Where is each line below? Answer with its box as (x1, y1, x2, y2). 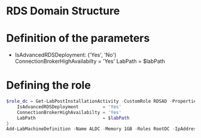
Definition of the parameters (6, 32, 150, 45)
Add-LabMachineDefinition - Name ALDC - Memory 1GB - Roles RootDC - (6, 126, 175, 132)
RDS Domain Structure (6, 4, 120, 18)
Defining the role (6, 79, 91, 92)
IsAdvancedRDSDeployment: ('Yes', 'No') (14, 51, 117, 59)
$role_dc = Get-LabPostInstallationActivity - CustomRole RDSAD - (6, 99, 172, 105)
